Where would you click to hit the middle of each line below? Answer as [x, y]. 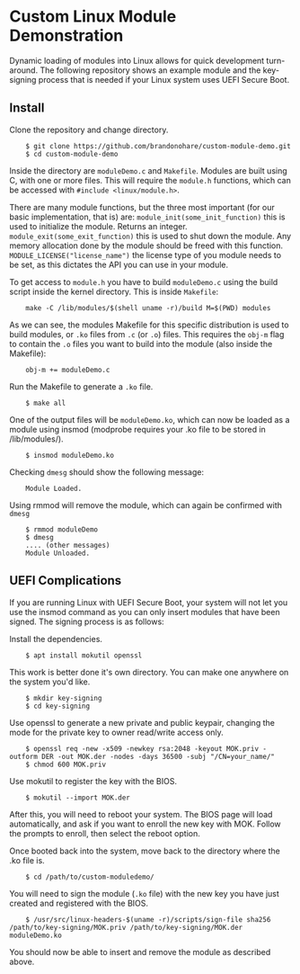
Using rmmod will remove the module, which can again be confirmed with [146, 505]
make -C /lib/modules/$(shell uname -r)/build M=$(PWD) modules [148, 308]
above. [22, 961]
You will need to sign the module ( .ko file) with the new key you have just [145, 893]
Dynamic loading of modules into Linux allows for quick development [137, 60]
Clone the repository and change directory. [89, 130]
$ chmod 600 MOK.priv [66, 764]
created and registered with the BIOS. [79, 903]
